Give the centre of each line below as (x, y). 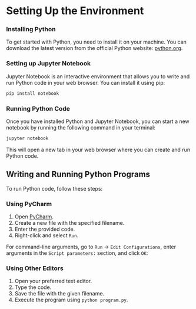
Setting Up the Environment (75, 11)
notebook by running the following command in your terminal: (81, 127)
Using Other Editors (35, 268)
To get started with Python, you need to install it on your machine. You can (97, 42)
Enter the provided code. (45, 229)
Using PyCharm (29, 204)
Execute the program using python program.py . (71, 300)
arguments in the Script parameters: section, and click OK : (77, 253)
